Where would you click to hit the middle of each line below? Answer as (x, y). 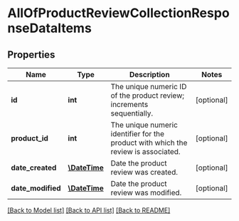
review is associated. (145, 151)
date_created (34, 168)
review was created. (144, 172)
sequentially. (132, 113)
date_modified (36, 188)
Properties (31, 55)
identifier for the (138, 134)
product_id (30, 138)
